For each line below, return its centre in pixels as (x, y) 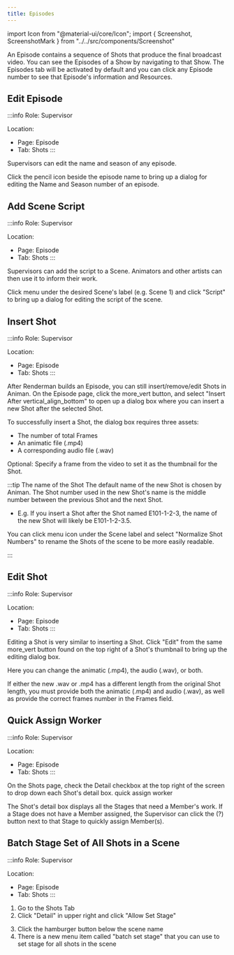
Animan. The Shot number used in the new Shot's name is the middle (107, 492)
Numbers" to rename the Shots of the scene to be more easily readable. (111, 542)
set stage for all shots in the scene (67, 944)
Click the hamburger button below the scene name (90, 928)
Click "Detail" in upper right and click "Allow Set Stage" (97, 915)
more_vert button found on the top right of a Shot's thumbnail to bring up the (117, 649)
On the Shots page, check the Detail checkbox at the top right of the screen (116, 785)
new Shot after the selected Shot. (55, 408)
